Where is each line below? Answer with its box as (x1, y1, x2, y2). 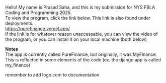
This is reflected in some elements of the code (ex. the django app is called (5, 57, 161, 62)
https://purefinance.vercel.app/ (5, 26, 70, 32)
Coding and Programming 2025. (5, 10, 72, 16)
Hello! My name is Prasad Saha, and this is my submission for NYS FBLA (5, 5, 155, 10)
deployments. (5, 20, 34, 26)
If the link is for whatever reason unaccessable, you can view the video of (5, 31, 158, 37)
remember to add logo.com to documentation (5, 72, 100, 77)
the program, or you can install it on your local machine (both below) (5, 36, 147, 42)
